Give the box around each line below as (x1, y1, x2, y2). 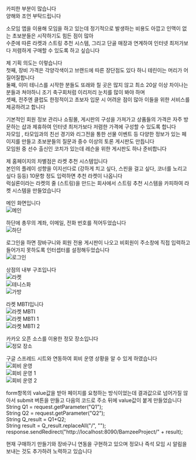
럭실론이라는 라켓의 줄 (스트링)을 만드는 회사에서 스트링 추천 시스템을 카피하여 (6, 180, 183, 187)
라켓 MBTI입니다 (6, 301, 44, 307)
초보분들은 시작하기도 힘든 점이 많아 (12, 32, 94, 39)
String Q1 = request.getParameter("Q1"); (6, 404, 104, 410)
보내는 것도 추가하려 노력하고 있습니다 (6, 448, 92, 455)
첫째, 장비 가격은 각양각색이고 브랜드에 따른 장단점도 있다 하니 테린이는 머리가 (6, 67, 183, 73)
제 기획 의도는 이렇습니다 (6, 59, 63, 66)
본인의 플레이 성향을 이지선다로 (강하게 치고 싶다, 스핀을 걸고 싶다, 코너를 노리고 (6, 165, 187, 172)
